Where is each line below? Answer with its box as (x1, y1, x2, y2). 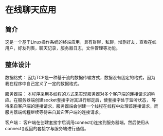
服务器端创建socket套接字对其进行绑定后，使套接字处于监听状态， (18, 97, 151, 102)
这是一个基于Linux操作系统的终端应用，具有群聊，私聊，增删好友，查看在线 (5, 39, 157, 45)
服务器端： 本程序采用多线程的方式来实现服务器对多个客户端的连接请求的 (5, 91, 151, 97)
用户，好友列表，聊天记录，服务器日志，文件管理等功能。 (5, 45, 120, 51)
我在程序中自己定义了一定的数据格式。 (5, 81, 82, 86)
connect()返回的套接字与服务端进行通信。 (5, 125, 89, 131)
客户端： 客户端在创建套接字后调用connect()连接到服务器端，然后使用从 (5, 119, 149, 125)
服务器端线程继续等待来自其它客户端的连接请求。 (5, 109, 103, 115)
